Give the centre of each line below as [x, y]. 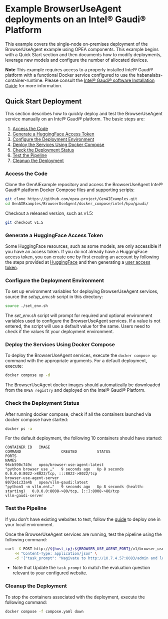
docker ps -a [19, 429]
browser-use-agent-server [32, 478]
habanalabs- [150, 75]
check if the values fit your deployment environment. [59, 332]
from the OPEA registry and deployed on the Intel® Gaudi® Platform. [75, 390]
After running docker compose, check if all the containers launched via [78, 414]
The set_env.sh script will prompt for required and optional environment [79, 316]
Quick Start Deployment [43, 102]
